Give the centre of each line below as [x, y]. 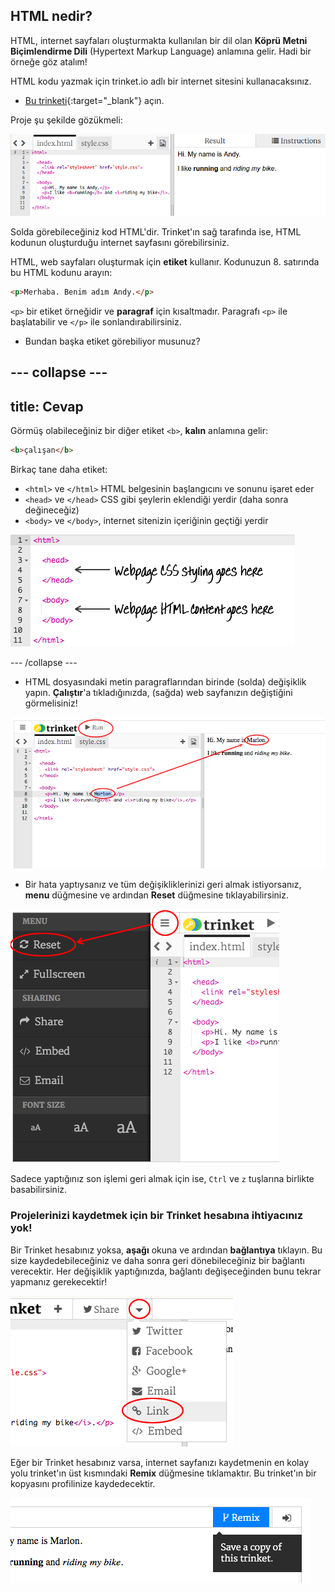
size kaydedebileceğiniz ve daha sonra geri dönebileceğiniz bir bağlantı [157, 1260]
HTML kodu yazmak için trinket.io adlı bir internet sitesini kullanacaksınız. [161, 81]
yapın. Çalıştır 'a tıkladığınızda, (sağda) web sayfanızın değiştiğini [158, 693]
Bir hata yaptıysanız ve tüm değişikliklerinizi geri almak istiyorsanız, [163, 885]
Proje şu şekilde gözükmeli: [66, 120]
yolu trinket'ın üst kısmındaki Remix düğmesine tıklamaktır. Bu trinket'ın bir [163, 1473]
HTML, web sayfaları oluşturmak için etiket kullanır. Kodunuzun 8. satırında [165, 262]
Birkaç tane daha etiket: [59, 470]
